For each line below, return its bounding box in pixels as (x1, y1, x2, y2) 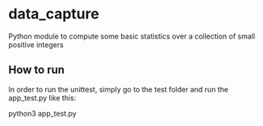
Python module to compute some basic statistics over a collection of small (8, 31, 256, 41)
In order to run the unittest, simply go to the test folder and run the (8, 84, 228, 94)
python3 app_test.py (8, 108, 77, 118)
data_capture (8, 5, 99, 23)
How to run (8, 63, 65, 77)
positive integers (8, 39, 65, 49)
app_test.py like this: (8, 93, 77, 103)
